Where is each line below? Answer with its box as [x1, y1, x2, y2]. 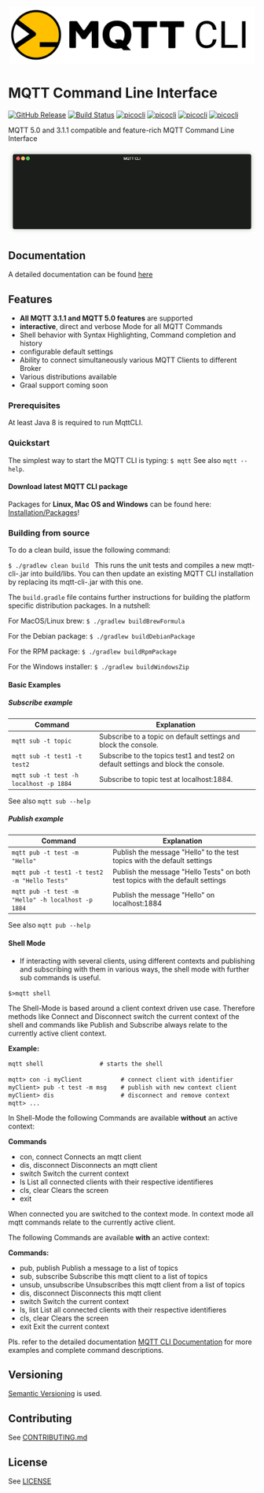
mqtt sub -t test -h [11, 772, 79, 780]
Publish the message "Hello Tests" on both [112, 867, 251, 876]
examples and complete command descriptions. [8, 1345, 164, 1354]
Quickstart [8, 438, 50, 449]
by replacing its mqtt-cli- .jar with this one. [8, 577, 144, 587]
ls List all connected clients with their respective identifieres [19, 1176, 214, 1187]
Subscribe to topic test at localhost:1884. [99, 774, 233, 784]
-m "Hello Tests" [11, 876, 68, 884]
